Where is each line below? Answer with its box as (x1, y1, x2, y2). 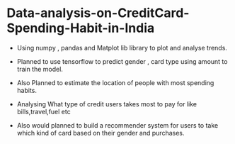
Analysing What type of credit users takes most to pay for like (16, 99, 197, 108)
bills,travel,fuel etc (16, 107, 71, 116)
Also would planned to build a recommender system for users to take (16, 121, 219, 129)
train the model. (16, 65, 63, 73)
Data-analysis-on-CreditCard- (6, 5, 190, 21)
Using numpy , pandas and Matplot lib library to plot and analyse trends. (16, 43, 228, 52)
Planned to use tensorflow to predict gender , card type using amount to (16, 57, 228, 65)
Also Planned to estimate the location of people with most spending (16, 78, 214, 87)
